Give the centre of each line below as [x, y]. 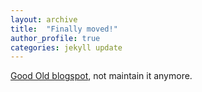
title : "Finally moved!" [64, 29]
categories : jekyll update [66, 47]
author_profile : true [55, 38]
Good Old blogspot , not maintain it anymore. [101, 76]
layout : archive [44, 19]
